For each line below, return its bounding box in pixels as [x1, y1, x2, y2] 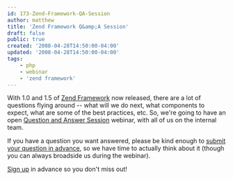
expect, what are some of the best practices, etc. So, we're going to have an [7, 108, 226, 117]
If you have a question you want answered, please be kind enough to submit [7, 137, 226, 145]
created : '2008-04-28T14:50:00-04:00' [7, 42, 120, 49]
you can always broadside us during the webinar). [7, 152, 151, 160]
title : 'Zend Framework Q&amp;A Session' [7, 23, 129, 30]
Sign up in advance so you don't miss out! [7, 165, 127, 174]
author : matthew [7, 17, 54, 24]
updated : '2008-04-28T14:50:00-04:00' [7, 49, 120, 56]
